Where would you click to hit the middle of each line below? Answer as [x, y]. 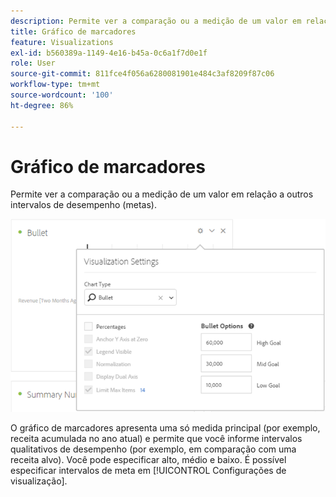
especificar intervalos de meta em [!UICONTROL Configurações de [148, 470]
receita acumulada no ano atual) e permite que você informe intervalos [156, 438]
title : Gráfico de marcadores [73, 31]
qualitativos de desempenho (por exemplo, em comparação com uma [153, 449]
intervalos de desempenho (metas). [83, 205]
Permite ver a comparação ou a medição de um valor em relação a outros [162, 194]
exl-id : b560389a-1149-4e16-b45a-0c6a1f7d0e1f [109, 53]
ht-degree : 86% [42, 105]
